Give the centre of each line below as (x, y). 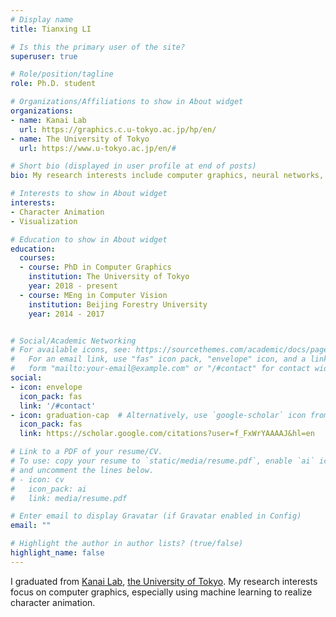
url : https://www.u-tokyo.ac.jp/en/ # (98, 148)
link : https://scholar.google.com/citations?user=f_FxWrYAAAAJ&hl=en (167, 434)
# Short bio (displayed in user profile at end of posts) (133, 166)
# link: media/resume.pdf (69, 498)
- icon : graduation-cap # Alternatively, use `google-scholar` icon (158, 415)
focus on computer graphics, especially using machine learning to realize (161, 592)
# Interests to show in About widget (89, 194)
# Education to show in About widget (89, 239)
